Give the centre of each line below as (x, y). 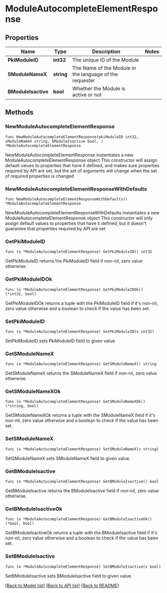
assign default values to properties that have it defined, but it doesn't (76, 223)
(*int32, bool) (21, 294)
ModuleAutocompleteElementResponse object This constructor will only (79, 218)
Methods (19, 112)
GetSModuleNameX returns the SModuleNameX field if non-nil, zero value (81, 373)
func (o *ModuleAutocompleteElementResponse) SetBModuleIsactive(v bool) (83, 567)
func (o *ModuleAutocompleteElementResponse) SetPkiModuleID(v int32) (80, 331)
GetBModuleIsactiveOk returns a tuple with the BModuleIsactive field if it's (81, 533)
